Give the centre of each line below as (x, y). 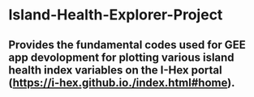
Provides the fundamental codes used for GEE (127, 45)
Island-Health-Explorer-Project (116, 15)
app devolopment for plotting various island (121, 57)
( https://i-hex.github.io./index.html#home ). (122, 82)
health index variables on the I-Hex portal (115, 70)
